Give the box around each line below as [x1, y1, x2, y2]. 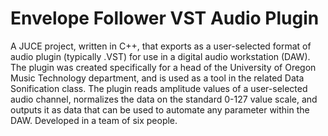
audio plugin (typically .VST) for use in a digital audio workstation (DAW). [10, 50, 311, 62]
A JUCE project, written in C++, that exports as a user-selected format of [10, 40, 312, 52]
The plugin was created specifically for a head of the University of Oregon [10, 61, 317, 73]
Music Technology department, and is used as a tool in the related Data [10, 72, 305, 84]
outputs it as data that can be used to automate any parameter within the [10, 103, 310, 116]
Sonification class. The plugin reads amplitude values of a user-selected [10, 82, 308, 94]
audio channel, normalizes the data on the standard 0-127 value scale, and [10, 93, 318, 105]
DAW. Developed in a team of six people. [10, 114, 178, 126]
